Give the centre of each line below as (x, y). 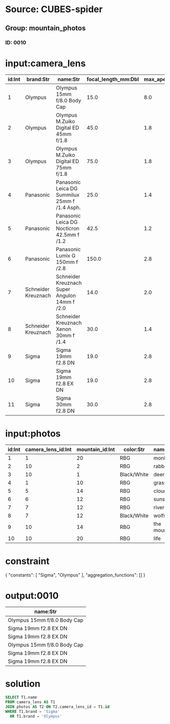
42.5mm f (68, 235)
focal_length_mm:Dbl (113, 80)
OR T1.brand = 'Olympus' (36, 716)
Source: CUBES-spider (54, 9)
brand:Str (38, 80)
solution (23, 684)
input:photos (33, 433)
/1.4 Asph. (68, 208)
